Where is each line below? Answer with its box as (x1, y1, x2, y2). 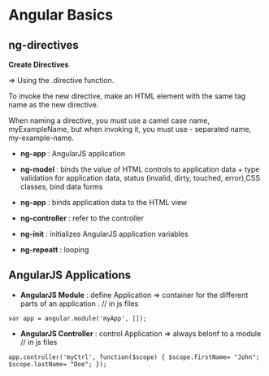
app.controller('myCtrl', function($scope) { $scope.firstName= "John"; (8, 352, 260, 361)
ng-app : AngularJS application (20, 149, 126, 158)
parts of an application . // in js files (20, 299, 139, 308)
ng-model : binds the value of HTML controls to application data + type (20, 164, 260, 174)
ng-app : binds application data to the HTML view (20, 198, 188, 207)
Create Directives (8, 59, 69, 69)
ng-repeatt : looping (20, 245, 89, 254)
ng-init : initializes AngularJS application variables (20, 230, 189, 238)
